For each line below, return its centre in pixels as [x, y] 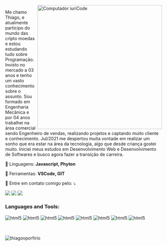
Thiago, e [15, 17]
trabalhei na [17, 123]
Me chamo [16, 12]
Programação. [20, 60]
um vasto [15, 81]
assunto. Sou [19, 96]
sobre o [13, 91]
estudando [16, 49]
